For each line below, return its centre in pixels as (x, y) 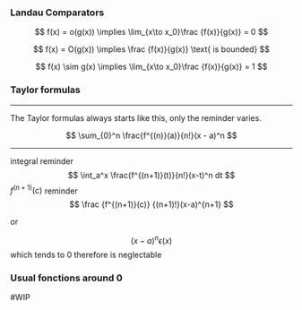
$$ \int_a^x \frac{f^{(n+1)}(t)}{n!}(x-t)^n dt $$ (151, 175)
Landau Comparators (57, 13)
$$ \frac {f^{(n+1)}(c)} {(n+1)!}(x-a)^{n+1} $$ (151, 204)
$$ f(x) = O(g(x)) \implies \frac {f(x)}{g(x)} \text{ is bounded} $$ (151, 49)
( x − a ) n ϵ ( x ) (151, 240)
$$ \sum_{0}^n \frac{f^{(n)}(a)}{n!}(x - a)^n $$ (151, 135)
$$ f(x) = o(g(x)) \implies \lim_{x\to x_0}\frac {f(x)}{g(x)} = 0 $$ (151, 32)
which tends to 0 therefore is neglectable (86, 254)
